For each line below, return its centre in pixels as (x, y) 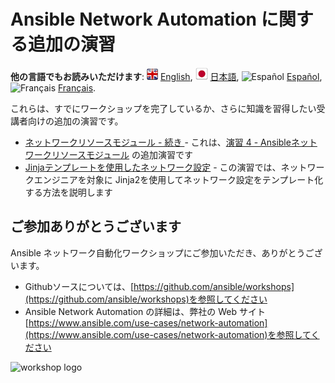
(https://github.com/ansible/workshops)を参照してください (146, 299)
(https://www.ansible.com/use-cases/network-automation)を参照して (168, 334)
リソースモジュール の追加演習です (122, 154)
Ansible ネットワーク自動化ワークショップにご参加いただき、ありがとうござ (166, 252)
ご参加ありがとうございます (96, 226)
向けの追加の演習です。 (75, 121)
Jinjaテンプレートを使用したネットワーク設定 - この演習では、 (153, 167)
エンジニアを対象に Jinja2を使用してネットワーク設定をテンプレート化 (178, 179)
